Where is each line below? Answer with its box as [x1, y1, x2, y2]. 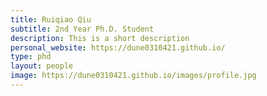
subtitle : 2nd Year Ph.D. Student [10, 24, 155, 34]
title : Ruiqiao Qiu [10, 14, 92, 25]
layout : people [10, 61, 74, 71]
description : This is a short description [10, 33, 190, 43]
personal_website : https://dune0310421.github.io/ [10, 42, 226, 53]
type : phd [10, 52, 52, 62]
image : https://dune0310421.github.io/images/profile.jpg [10, 71, 257, 81]
